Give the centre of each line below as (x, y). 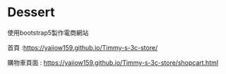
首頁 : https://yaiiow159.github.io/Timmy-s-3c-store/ (83, 47)
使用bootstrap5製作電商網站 (48, 32)
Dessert (31, 12)
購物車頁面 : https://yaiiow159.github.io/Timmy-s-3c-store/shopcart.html (113, 62)
